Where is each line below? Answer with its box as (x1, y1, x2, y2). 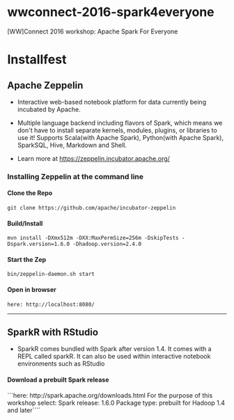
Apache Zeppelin (7, 79, 84, 91)
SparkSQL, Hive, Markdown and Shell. (17, 141, 127, 149)
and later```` (7, 405, 40, 414)
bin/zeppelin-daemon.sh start (7, 271, 95, 278)
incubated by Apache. (17, 105, 81, 114)
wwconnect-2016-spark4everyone (7, 4, 214, 20)
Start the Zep (7, 255, 47, 263)
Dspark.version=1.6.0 (7, 241, 70, 248)
